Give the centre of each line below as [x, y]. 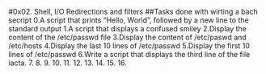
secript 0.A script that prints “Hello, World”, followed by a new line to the [129, 20]
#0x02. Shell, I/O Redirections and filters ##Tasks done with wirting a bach [133, 12]
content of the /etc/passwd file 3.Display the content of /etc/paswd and [127, 37]
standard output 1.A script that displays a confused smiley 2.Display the [127, 29]
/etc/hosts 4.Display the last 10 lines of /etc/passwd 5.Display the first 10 [129, 46]
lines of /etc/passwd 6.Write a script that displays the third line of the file [129, 54]
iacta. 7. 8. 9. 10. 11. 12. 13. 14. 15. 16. [68, 63]
